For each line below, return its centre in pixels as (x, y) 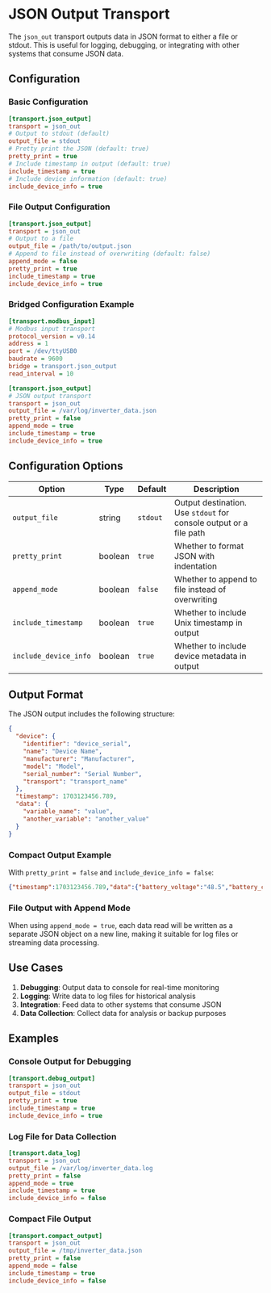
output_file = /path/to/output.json (70, 246)
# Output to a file (41, 239)
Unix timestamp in (209, 623)
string (110, 518)
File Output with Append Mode (69, 908)
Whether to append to (216, 579)
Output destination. (211, 502)
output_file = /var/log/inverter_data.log (81, 1168)
